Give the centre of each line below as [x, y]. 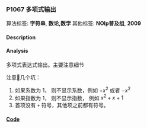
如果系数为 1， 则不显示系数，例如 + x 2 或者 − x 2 [73, 90]
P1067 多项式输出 [31, 9]
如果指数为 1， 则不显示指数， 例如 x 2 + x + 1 [69, 97]
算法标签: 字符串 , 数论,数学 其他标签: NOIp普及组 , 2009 [73, 23]
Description [21, 37]
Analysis [17, 51]
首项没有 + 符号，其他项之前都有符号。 [62, 105]
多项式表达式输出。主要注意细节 [45, 65]
